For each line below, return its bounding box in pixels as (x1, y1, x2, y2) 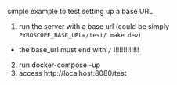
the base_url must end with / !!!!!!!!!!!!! (18, 45, 139, 54)
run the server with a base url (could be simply (18, 22, 170, 30)
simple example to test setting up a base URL (7, 7, 154, 16)
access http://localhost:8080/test (18, 69, 127, 77)
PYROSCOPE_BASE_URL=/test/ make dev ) (18, 30, 142, 39)
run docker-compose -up (18, 60, 101, 69)
